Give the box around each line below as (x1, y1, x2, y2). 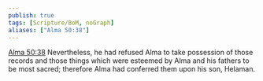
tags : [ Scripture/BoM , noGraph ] (8, 19, 114, 27)
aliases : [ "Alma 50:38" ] (8, 26, 90, 34)
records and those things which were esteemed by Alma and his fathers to (8, 56, 250, 65)
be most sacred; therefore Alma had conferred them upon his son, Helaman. (8, 64, 256, 74)
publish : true (8, 11, 55, 20)
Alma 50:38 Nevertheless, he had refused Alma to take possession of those (8, 48, 254, 57)
